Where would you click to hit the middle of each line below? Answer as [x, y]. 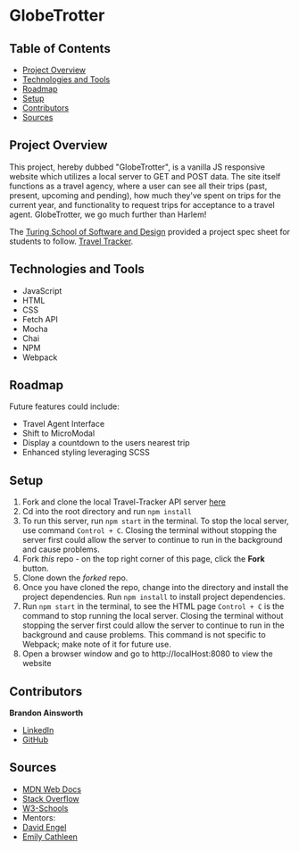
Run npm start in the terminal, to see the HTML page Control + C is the [153, 606]
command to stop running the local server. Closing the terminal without [153, 616]
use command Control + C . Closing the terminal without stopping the [149, 530]
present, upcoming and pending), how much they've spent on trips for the [145, 195]
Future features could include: [65, 406]
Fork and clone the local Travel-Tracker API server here [124, 502]
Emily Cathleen [50, 837]
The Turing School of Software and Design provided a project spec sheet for [150, 231]
